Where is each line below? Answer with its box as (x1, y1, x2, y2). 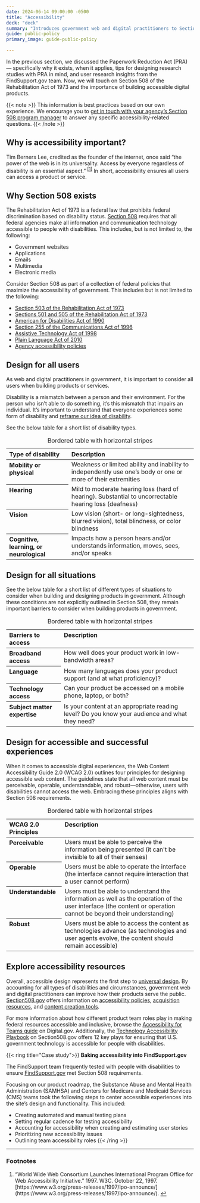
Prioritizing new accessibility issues (14, 1130, 102, 1137)
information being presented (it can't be (64, 845, 176, 853)
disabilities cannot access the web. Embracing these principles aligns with (6, 788, 189, 795)
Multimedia (14, 262, 43, 270)
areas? (95, 656, 114, 664)
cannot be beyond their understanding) (64, 909, 174, 917)
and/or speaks (71, 549, 112, 558)
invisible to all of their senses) (64, 852, 148, 861)
